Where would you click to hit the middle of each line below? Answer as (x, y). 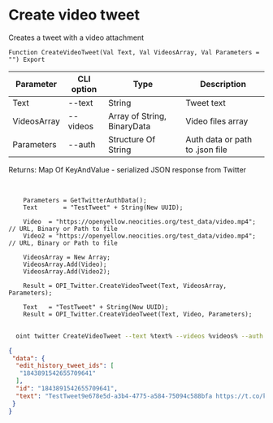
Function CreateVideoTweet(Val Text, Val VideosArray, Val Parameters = (134, 52)
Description (223, 84)
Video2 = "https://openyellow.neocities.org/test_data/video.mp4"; (139, 236)
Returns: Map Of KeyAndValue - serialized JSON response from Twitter (127, 169)
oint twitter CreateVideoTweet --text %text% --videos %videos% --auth (140, 336)
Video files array (217, 121)
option (84, 89)
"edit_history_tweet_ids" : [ (65, 366)
